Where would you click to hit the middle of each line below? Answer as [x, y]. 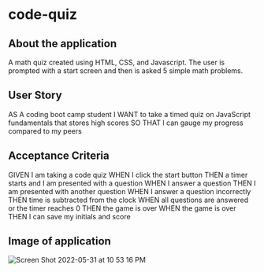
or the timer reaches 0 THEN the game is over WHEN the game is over [122, 208]
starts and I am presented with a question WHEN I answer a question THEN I [132, 183]
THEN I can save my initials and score [70, 216]
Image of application [60, 241]
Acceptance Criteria [59, 156]
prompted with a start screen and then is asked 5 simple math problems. [126, 71]
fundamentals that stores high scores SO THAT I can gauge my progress [126, 123]
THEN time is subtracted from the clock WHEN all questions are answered [128, 200]
